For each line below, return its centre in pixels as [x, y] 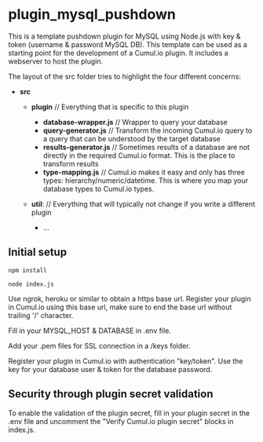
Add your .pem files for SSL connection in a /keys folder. [99, 345]
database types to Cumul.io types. [99, 188]
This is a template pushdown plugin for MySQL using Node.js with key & [124, 36]
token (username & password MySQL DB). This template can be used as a [128, 44]
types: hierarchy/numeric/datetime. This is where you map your [146, 180]
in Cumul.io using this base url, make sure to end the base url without [120, 307]
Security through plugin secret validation [111, 394]
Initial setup [38, 252]
